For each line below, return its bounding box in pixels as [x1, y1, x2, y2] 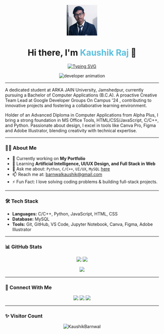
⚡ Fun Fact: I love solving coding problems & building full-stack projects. [12, 179, 158, 185]
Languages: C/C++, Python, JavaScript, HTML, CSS [12, 211, 118, 216]
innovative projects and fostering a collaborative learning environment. [5, 102, 147, 108]
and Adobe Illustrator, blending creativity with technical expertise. [5, 127, 138, 133]
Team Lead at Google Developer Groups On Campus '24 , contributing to [5, 97, 152, 103]
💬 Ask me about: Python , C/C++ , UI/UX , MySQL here [12, 166, 110, 172]
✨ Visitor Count [5, 312, 43, 319]
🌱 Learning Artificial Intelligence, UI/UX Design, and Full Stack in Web [12, 161, 156, 167]
